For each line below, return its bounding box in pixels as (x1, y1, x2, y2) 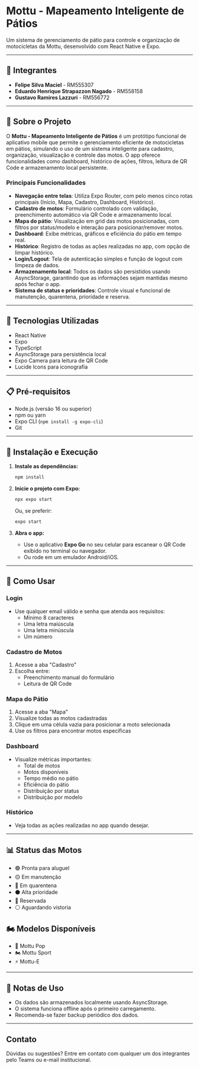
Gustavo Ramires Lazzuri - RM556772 (14, 94, 110, 101)
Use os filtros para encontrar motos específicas (14, 727, 131, 734)
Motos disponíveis (23, 768, 69, 775)
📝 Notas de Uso (6, 983, 64, 993)
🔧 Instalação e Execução (6, 447, 98, 457)
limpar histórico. (14, 249, 54, 256)
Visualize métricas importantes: (14, 756, 92, 763)
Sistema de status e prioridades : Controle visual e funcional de (14, 287, 171, 294)
